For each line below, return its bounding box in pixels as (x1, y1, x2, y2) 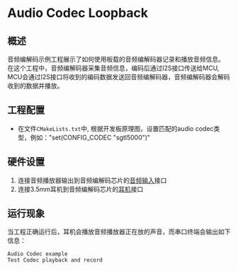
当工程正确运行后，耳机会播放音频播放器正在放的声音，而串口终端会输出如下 (7, 228, 231, 236)
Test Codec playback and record (7, 257, 103, 264)
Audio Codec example (7, 250, 69, 258)
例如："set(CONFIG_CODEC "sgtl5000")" (30, 133, 151, 142)
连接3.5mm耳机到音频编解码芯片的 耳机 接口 (17, 185, 144, 193)
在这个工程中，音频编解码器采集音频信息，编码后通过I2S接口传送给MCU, (7, 64, 220, 72)
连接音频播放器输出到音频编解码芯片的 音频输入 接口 (17, 175, 167, 185)
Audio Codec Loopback (7, 5, 149, 21)
